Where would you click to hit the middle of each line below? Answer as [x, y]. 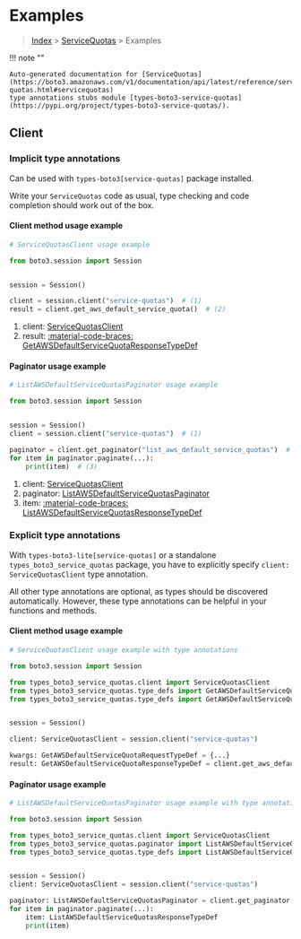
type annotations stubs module [68, 98]
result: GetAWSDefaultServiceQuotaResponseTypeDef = [110, 764]
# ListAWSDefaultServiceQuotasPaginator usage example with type [133, 804]
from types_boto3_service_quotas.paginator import [106, 844]
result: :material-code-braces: [77, 336]
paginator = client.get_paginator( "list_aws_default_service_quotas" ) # [150, 449]
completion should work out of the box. [82, 205]
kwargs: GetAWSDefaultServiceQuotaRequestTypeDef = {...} [120, 756]
